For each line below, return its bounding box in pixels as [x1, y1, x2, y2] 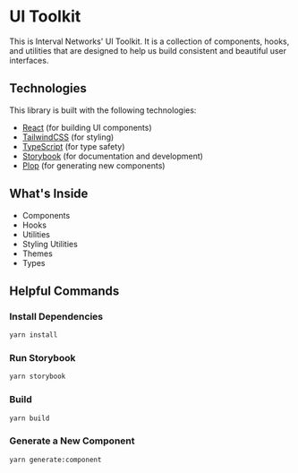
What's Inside [9, 186, 89, 202]
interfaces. [9, 55, 49, 65]
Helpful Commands [9, 283, 120, 298]
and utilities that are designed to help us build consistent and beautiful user [9, 45, 287, 56]
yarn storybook [9, 372, 66, 382]
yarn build [9, 414, 50, 423]
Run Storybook [9, 352, 76, 365]
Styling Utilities [21, 238, 78, 249]
